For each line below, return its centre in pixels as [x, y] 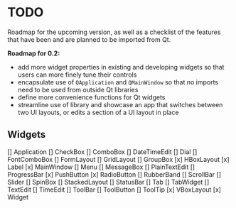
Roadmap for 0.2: [34, 53]
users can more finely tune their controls [77, 75]
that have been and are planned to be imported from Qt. [89, 39]
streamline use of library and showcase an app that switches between [120, 104]
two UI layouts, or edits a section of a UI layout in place [98, 112]
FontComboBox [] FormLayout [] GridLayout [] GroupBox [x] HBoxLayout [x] [118, 159]
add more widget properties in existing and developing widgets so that [121, 67]
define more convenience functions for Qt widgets [91, 97]
